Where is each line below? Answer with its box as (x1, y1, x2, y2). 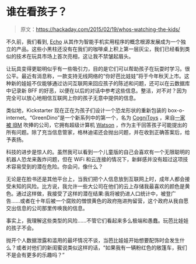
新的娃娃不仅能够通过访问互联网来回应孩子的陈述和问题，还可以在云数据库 (10, 79, 190, 86)
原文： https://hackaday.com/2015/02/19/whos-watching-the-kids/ (20, 26, 180, 33)
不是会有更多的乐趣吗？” (6, 251, 65, 258)
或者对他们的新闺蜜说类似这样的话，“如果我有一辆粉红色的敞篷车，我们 (16, 244, 188, 251)
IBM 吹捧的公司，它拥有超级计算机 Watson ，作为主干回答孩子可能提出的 (12, 121, 188, 128)
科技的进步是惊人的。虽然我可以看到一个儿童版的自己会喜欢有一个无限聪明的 (6, 148, 190, 155)
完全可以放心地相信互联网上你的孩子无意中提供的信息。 (6, 94, 139, 101)
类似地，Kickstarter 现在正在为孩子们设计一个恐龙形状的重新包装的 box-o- (6, 106, 185, 114)
